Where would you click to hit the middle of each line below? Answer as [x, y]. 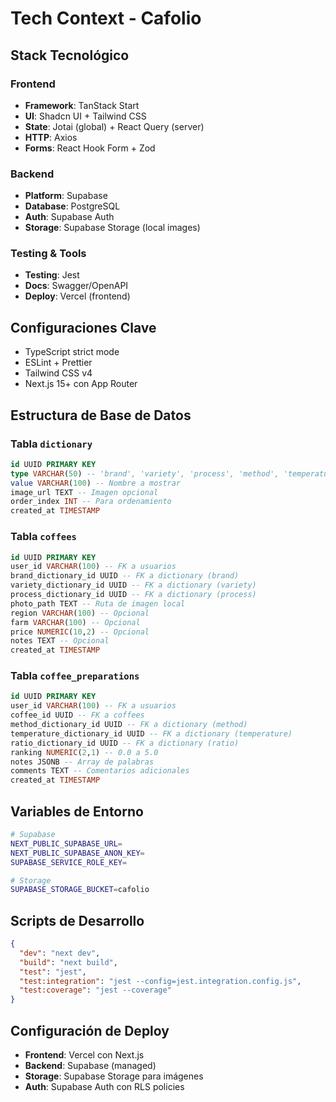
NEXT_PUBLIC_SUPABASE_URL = [66, 843]
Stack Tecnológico [70, 55]
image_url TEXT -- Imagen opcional [84, 492]
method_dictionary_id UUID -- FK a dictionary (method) [129, 725]
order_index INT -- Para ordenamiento [91, 502]
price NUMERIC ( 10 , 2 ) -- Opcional [80, 632]
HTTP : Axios [51, 137]
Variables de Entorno [77, 811]
